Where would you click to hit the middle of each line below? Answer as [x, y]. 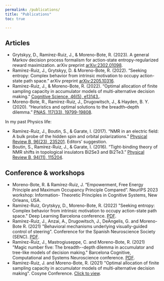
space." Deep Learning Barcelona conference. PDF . [64, 216]
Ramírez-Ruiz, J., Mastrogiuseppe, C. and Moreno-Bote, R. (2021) [79, 242]
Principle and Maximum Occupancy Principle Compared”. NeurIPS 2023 [85, 190]
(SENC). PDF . [26, 237]
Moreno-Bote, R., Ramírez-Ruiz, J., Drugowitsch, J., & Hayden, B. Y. [81, 102]
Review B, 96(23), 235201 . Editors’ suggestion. [59, 142]
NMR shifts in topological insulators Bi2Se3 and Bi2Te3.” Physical [78, 152]
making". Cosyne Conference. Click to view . [56, 273]
